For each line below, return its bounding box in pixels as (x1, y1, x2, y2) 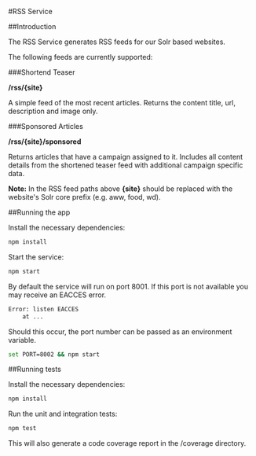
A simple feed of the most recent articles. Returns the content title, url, (8, 98, 236, 107)
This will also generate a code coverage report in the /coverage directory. (8, 439, 247, 448)
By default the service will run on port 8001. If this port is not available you (8, 281, 249, 291)
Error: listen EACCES (8, 305, 79, 313)
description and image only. (8, 106, 98, 116)
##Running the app (8, 208, 71, 217)
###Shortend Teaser (8, 68, 76, 77)
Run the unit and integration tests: (8, 409, 118, 419)
